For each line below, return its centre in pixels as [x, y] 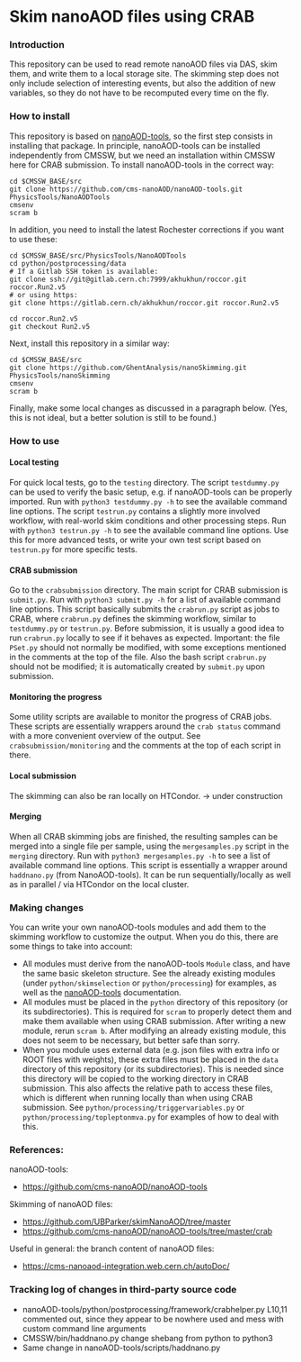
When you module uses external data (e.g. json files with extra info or [151, 1050]
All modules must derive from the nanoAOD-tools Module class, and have [156, 964]
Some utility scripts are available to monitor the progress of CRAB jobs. [141, 717]
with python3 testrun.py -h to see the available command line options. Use [149, 530]
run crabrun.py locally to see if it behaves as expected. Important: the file [145, 638]
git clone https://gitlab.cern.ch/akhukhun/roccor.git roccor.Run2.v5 [144, 303]
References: [37, 1149]
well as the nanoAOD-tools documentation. [102, 993]
